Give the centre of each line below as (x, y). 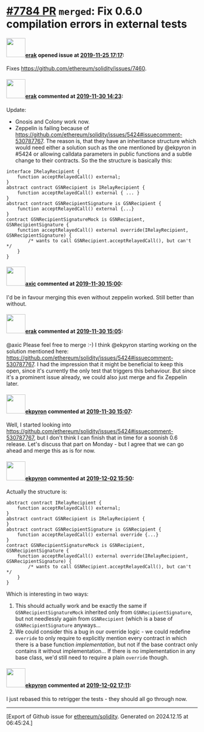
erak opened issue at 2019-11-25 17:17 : (75, 55)
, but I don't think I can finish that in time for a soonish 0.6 (106, 438)
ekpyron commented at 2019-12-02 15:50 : (80, 478)
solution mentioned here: (37, 351)
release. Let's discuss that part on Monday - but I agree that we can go (95, 444)
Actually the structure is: (37, 492)
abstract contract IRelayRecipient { (54, 503)
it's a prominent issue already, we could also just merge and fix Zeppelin (97, 377)
